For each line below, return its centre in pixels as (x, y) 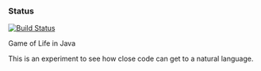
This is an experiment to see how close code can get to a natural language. (131, 59)
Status (21, 11)
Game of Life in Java (42, 43)
